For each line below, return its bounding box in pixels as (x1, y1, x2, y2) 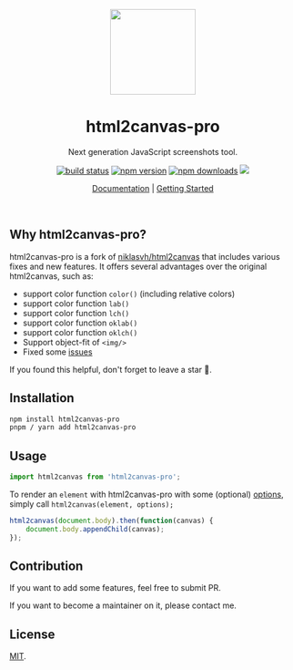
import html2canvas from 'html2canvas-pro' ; (9, 472, 181, 482)
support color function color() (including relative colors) (22, 288, 236, 299)
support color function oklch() (22, 326, 138, 337)
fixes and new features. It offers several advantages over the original (9, 261, 268, 272)
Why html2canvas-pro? (9, 227, 147, 242)
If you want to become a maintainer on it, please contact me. (9, 600, 237, 611)
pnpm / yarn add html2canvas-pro (9, 423, 136, 432)
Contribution (9, 559, 84, 574)
